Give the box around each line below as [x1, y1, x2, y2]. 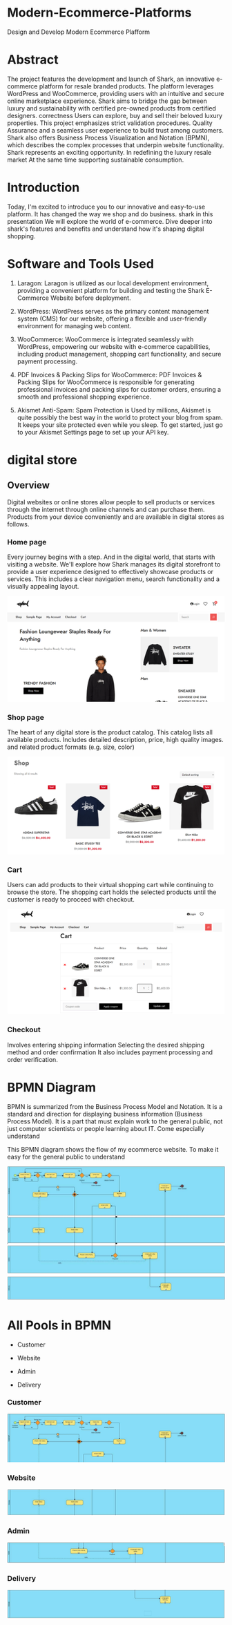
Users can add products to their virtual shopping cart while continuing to [7, 881, 214, 889]
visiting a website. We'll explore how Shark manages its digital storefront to [7, 560, 221, 569]
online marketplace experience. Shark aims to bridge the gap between [7, 97, 207, 105]
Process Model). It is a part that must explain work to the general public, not [7, 1117, 223, 1125]
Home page [7, 537, 47, 547]
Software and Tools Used [7, 256, 154, 272]
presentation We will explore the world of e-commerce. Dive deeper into [7, 217, 213, 225]
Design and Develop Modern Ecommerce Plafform [7, 28, 151, 36]
